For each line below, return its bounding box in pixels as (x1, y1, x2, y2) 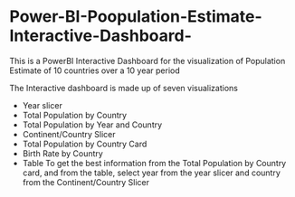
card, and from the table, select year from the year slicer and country (22, 167, 281, 178)
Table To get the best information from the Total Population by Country (22, 157, 287, 168)
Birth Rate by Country (22, 147, 104, 159)
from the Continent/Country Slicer (22, 176, 150, 187)
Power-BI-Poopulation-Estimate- (9, 6, 262, 27)
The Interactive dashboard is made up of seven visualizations (9, 82, 238, 93)
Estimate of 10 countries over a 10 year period (9, 65, 181, 76)
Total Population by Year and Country (22, 119, 163, 130)
